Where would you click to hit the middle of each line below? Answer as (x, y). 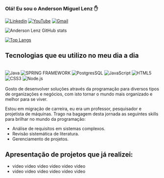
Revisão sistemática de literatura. (46, 134)
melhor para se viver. (26, 99)
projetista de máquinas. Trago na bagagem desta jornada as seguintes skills (82, 114)
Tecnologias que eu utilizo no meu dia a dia (72, 56)
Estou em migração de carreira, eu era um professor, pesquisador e (73, 109)
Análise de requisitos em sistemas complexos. (59, 129)
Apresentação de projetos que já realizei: (69, 154)
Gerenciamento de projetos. (40, 139)
